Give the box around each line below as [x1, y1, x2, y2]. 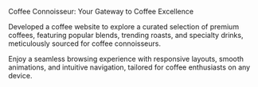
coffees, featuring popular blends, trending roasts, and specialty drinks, [8, 31, 244, 40]
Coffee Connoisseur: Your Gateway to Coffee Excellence [8, 7, 193, 16]
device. [8, 71, 33, 80]
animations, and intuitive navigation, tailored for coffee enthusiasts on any [8, 62, 251, 72]
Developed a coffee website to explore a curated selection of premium [8, 22, 240, 31]
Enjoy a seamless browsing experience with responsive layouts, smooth [8, 55, 244, 63]
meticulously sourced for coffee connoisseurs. [8, 39, 162, 48]
